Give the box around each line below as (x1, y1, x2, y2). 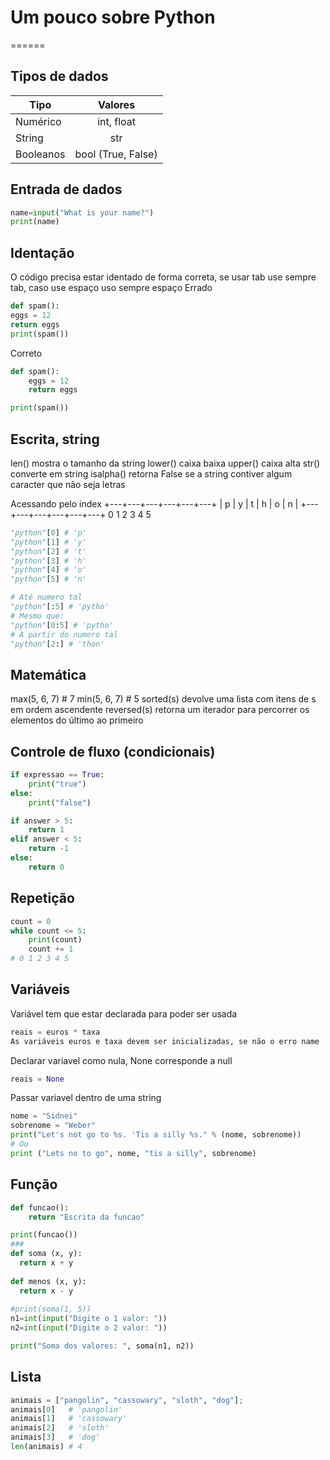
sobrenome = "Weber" (10, 1121, 97, 1131)
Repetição (10, 890, 75, 907)
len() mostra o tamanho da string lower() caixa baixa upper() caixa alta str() (10, 457, 321, 469)
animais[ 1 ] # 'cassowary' (10, 1414, 128, 1424)
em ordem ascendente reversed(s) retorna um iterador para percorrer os (10, 704, 310, 716)
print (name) (10, 217, 60, 227)
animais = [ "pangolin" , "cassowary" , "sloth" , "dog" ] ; (10, 1395, 244, 1405)
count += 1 (28, 944, 74, 955)
